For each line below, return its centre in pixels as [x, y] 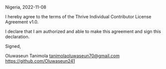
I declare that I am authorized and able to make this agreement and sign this [83, 31]
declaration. [17, 37]
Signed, [13, 46]
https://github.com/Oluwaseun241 [40, 61]
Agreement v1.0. [22, 22]
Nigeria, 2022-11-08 [26, 7]
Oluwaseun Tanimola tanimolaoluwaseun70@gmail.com [62, 56]
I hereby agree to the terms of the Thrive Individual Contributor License [78, 17]
